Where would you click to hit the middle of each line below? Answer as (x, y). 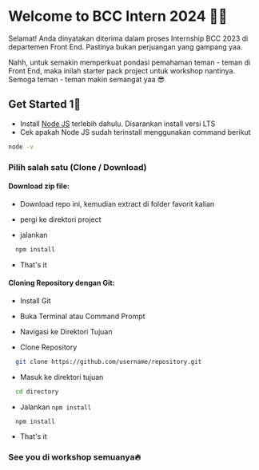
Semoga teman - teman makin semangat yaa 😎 (87, 79)
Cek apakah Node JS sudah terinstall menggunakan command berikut (135, 132)
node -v (21, 147)
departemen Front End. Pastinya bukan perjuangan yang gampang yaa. (126, 46)
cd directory (37, 391)
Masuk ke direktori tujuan (62, 377)
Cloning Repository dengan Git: (62, 283)
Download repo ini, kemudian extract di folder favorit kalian (117, 203)
